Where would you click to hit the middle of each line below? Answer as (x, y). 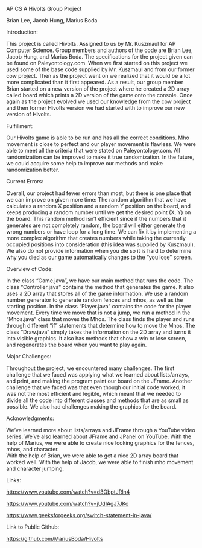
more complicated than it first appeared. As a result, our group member (95, 82)
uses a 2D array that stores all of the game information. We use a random (97, 293)
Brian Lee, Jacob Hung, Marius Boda (52, 20)
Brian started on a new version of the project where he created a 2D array (98, 89)
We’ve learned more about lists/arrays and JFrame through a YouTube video (101, 430)
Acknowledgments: (30, 418)
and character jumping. (35, 468)
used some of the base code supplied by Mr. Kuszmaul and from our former (100, 69)
